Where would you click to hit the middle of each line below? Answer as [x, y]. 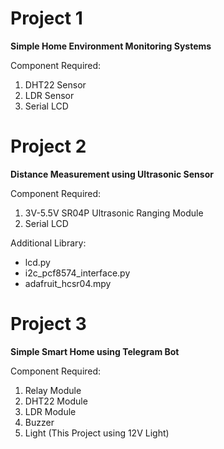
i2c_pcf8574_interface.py [77, 273]
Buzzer [39, 422]
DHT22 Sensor [55, 84]
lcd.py [37, 262]
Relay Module [53, 390]
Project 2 [48, 146]
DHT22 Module [56, 401]
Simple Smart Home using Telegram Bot [95, 351]
